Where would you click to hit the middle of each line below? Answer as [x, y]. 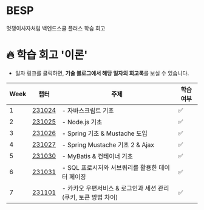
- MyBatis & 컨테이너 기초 [97, 156]
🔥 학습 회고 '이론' [47, 55]
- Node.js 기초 [82, 122]
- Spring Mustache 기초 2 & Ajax [108, 145]
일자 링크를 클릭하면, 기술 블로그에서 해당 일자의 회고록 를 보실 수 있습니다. [102, 73]
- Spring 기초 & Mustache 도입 [104, 133]
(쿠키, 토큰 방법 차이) [90, 197]
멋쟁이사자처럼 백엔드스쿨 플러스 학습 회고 [56, 28]
